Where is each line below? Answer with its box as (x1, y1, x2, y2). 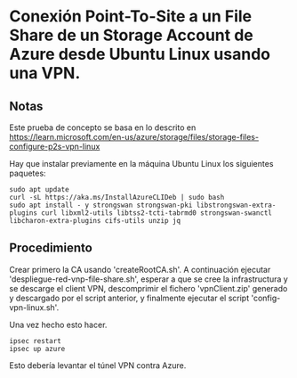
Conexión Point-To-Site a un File (9, 6, 253, 27)
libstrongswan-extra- (196, 201, 277, 210)
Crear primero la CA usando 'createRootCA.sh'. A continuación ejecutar (9, 264, 271, 275)
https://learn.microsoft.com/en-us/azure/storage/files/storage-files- (9, 132, 260, 142)
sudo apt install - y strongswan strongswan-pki (9, 201, 193, 210)
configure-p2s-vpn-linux (9, 141, 100, 152)
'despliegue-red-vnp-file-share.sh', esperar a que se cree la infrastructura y (9, 274, 289, 284)
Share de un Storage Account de (9, 25, 253, 45)
